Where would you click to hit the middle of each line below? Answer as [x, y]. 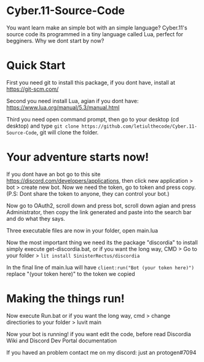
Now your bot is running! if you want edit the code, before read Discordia [99, 334]
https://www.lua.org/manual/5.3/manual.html [63, 107]
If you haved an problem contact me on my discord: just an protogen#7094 [101, 352]
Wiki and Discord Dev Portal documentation [62, 341]
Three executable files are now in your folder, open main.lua [82, 230]
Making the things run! [65, 299]
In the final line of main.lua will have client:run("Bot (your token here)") [100, 267]
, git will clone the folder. [68, 132]
